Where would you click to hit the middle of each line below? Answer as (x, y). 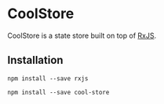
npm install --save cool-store (58, 92)
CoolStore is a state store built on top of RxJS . (82, 35)
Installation (35, 60)
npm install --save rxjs (48, 78)
